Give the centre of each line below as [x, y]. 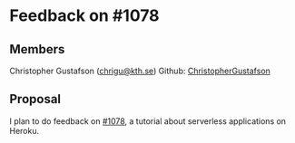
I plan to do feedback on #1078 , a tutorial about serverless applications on [148, 121]
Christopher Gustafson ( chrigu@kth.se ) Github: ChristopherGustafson [140, 71]
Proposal [35, 99]
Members [37, 49]
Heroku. [24, 130]
